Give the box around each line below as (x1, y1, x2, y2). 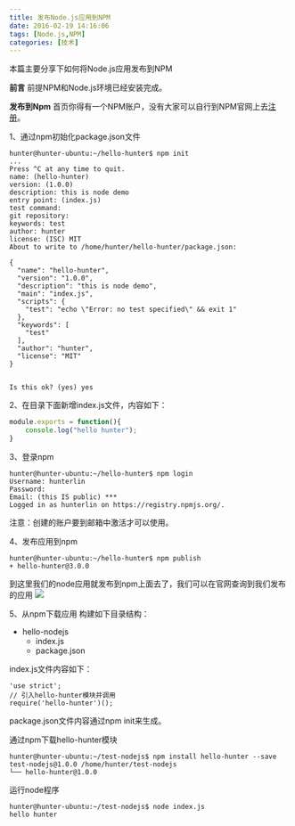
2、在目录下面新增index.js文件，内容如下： (9, 400, 168, 411)
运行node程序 (9, 784, 60, 795)
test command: (9, 204, 62, 213)
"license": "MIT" (17, 352, 82, 361)
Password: (9, 485, 46, 494)
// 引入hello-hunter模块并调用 (9, 691, 116, 699)
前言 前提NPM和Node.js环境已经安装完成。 (9, 82, 168, 94)
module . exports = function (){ (9, 418, 122, 427)
